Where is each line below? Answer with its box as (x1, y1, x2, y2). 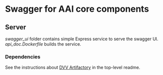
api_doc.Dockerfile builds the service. (5, 41, 82, 47)
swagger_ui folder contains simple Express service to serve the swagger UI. (5, 36, 159, 42)
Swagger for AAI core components (5, 3, 149, 15)
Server (5, 23, 26, 31)
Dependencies (5, 53, 41, 60)
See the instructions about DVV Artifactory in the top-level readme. (5, 65, 140, 71)
